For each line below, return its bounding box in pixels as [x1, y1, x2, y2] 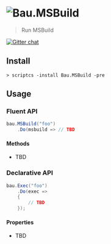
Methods [6, 139, 30, 147]
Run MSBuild [21, 26, 54, 34]
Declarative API [6, 169, 54, 177]
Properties [6, 218, 34, 226]
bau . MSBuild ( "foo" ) [6, 121, 56, 127]
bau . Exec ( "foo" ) [6, 182, 48, 189]
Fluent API [6, 107, 38, 116]
